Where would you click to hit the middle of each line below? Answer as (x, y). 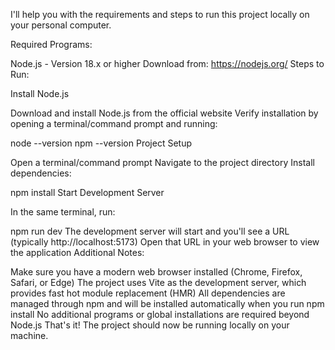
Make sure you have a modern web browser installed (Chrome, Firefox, (156, 272)
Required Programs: (51, 44)
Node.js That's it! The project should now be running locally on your (150, 325)
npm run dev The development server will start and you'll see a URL (150, 231)
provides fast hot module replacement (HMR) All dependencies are (148, 293)
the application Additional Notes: (77, 252)
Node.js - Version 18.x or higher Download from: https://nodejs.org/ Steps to (167, 63)
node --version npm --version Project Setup (101, 143)
